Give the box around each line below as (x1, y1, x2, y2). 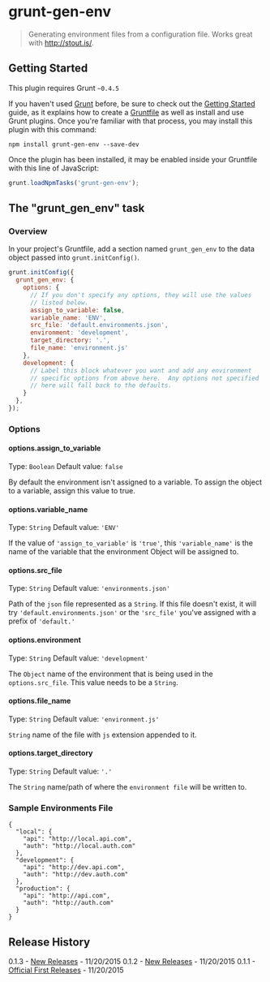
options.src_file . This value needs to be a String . (8, 677, 178, 687)
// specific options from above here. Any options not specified (29, 374, 259, 382)
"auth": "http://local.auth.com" (23, 842, 136, 851)
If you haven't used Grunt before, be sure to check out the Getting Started (8, 98, 255, 108)
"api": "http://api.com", (23, 892, 111, 900)
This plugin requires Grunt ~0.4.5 (8, 83, 120, 93)
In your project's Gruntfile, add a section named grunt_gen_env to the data (8, 244, 255, 254)
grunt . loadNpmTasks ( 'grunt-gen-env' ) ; (8, 179, 139, 187)
